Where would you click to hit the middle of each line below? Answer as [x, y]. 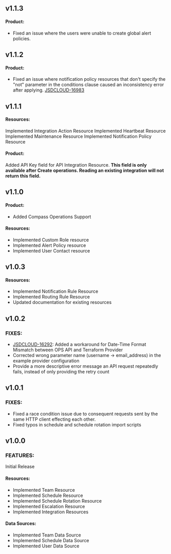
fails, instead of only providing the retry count [61, 372]
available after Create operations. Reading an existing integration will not [85, 170]
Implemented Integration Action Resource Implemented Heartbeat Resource [85, 131]
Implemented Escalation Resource [49, 506]
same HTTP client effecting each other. [54, 419]
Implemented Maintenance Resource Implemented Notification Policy [79, 136]
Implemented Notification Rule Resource [55, 291]
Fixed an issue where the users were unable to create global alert [82, 33]
